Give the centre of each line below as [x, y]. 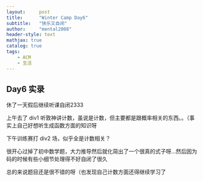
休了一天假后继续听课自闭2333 [45, 105]
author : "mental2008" [39, 29]
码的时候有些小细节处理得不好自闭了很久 [57, 159]
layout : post [28, 12]
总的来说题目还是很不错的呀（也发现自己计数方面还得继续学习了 [86, 172]
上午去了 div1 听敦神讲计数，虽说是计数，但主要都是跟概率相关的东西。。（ [98, 118]
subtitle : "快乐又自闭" [37, 23]
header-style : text [31, 35]
